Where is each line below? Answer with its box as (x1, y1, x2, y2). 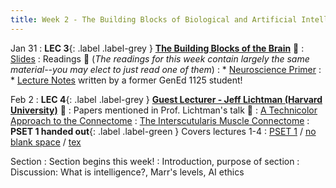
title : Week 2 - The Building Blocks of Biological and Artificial (10, 14, 298, 25)
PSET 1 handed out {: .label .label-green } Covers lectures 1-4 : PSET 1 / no (10, 125, 317, 137)
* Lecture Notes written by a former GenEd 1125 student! (10, 74, 243, 86)
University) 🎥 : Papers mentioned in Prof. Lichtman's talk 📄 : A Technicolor (10, 104, 318, 116)
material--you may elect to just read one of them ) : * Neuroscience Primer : (10, 63, 322, 75)
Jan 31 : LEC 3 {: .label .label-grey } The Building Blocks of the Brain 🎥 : (10, 42, 305, 54)
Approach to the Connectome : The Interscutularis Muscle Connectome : (10, 114, 310, 126)
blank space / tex (10, 136, 82, 148)
